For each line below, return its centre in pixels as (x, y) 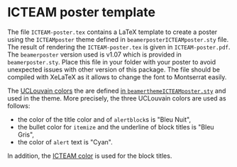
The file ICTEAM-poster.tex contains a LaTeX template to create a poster (112, 32)
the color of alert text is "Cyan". (65, 142)
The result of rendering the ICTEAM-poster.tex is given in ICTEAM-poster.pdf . (119, 47)
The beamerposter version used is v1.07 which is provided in (95, 54)
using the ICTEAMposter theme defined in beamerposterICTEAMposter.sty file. (118, 39)
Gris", (26, 134)
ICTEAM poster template (82, 12)
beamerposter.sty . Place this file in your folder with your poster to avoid (112, 62)
